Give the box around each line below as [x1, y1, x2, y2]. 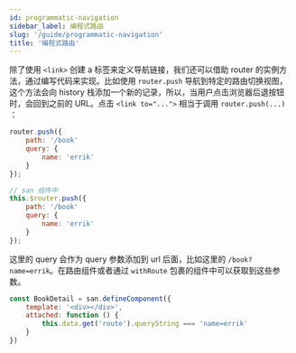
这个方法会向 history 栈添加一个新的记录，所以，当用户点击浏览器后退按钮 [9, 87, 285, 98]
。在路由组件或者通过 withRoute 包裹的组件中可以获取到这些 [49, 265, 273, 275]
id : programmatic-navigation [9, 13, 119, 23]
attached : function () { [25, 311, 119, 320]
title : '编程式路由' [9, 38, 79, 48]
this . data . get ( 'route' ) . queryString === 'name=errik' [42, 320, 248, 329]
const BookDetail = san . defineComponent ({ [9, 294, 171, 303]
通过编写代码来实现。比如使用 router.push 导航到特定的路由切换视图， [24, 76, 288, 87]
